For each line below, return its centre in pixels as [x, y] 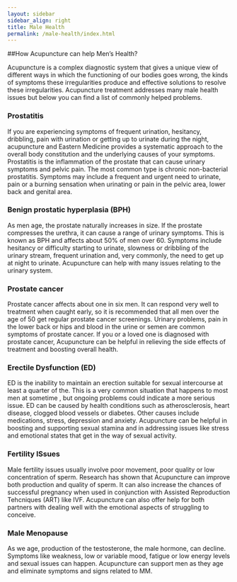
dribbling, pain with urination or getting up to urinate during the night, [108, 139]
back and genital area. [40, 191]
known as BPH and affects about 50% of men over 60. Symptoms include [115, 240]
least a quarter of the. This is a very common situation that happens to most [118, 391]
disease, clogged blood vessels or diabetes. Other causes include [103, 413]
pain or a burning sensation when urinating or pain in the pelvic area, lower [117, 184]
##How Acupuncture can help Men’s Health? [73, 54]
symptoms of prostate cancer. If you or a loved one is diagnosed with [108, 334]
